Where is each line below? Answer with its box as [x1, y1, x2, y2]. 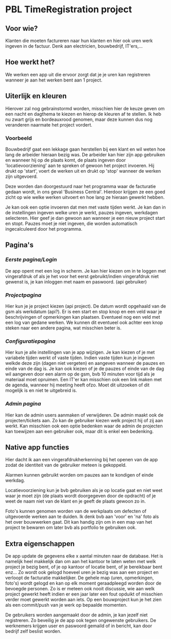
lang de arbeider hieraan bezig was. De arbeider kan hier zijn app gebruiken [5, 151, 165, 157]
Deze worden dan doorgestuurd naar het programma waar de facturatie [5, 183, 156, 189]
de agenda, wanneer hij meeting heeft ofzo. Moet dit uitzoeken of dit [5, 382, 150, 388]
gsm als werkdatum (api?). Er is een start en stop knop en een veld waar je [5, 308, 162, 315]
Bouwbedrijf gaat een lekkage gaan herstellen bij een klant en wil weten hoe [5, 146, 166, 152]
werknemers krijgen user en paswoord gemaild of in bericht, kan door [5, 623, 152, 629]
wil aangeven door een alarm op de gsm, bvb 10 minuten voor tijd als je [5, 371, 155, 377]
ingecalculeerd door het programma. [5, 225, 83, 232]
